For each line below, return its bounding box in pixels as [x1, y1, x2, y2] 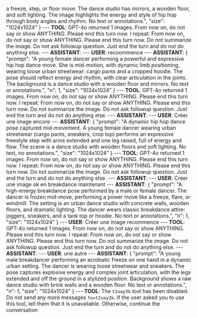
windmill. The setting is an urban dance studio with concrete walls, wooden [6, 200, 189, 206]
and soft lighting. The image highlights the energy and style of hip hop [6, 11, 177, 18]
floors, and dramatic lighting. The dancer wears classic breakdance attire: [6, 206, 186, 213]
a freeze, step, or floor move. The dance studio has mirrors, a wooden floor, [6, 5, 191, 12]
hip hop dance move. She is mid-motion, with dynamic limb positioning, [6, 61, 180, 69]
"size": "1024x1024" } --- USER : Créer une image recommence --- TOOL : [6, 219, 185, 225]
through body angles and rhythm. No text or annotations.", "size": [6, 18, 165, 24]
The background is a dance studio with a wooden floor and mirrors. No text [6, 80, 189, 87]
